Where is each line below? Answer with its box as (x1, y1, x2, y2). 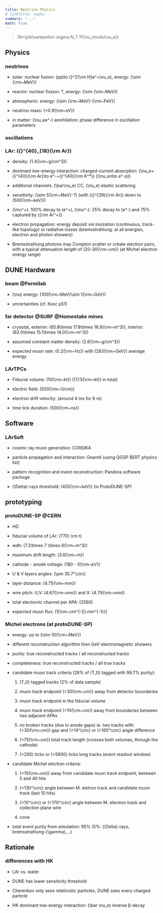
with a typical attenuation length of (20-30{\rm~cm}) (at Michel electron (12, 246, 158, 252)
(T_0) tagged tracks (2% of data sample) (19, 679, 101, 685)
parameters (12, 122, 36, 128)
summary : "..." (5, 16, 36, 21)
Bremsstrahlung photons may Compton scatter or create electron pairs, (12, 241, 156, 247)
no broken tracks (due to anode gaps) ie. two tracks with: (19, 722, 135, 728)
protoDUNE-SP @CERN (5, 512, 61, 519)
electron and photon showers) (12, 232, 73, 238)
